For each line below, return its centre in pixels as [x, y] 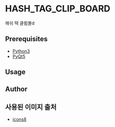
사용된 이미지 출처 [31, 107]
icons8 [19, 120]
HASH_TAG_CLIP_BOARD [58, 9]
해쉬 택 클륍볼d [20, 23]
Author [16, 89]
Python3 [21, 51]
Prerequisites [26, 39]
